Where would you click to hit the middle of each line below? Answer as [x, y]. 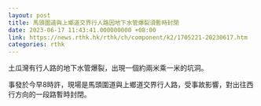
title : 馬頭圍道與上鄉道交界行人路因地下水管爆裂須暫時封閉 [94, 23]
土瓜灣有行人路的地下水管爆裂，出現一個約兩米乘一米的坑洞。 [108, 68]
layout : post [29, 15]
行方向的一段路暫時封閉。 [50, 94]
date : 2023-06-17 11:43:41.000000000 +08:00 [82, 30]
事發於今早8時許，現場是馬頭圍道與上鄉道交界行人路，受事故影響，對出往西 [131, 85]
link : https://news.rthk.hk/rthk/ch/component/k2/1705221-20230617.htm [128, 37]
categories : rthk [37, 45]
